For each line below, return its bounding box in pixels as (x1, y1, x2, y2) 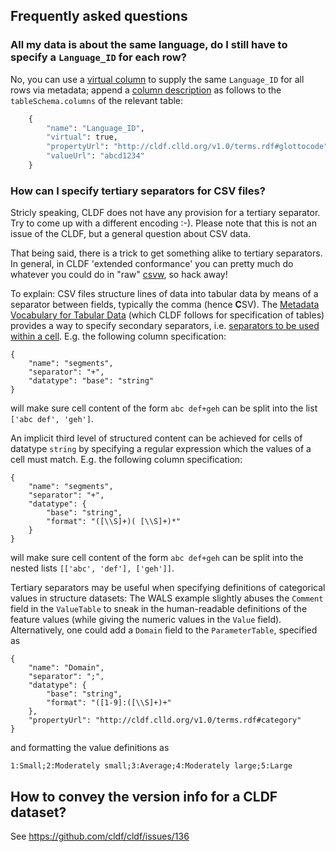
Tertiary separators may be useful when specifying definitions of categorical (10, 582, 326, 594)
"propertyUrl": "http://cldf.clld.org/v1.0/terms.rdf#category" (28, 715, 302, 726)
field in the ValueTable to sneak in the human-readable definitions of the (10, 603, 308, 615)
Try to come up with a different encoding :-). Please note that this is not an (10, 217, 317, 229)
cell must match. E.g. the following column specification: (10, 454, 243, 466)
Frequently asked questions (10, 8, 188, 25)
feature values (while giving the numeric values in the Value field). (10, 614, 282, 626)
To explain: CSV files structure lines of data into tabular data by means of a (10, 288, 319, 300)
